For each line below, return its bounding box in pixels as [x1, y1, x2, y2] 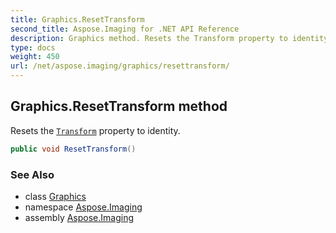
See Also [10, 167, 55, 181]
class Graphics [24, 190, 87, 202]
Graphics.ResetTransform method [10, 98, 228, 115]
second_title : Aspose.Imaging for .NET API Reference [10, 24, 240, 34]
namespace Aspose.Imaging [24, 201, 143, 213]
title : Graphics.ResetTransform [10, 14, 145, 25]
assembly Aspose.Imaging [24, 211, 135, 223]
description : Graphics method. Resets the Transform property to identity [10, 33, 329, 43]
